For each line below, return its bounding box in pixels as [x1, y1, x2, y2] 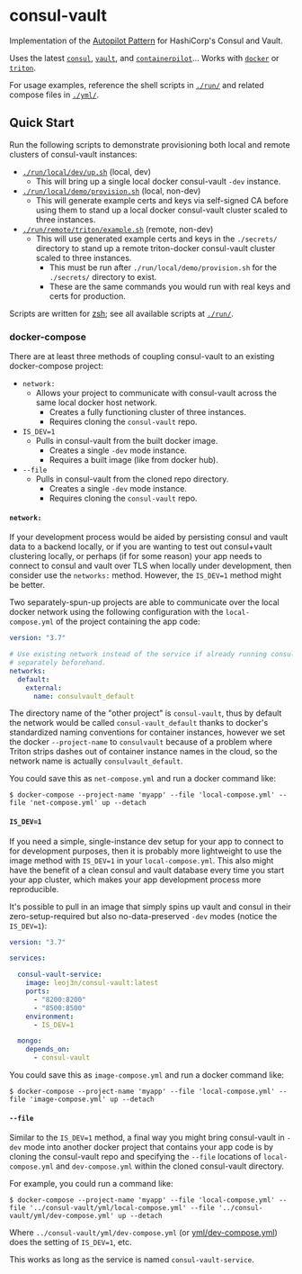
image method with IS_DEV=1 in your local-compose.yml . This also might [9, 854, 274, 865]
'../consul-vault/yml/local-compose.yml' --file [29, 1204, 216, 1213]
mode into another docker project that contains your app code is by [23, 1142, 274, 1152]
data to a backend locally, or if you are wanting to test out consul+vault [9, 541, 272, 552]
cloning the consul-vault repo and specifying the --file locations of [9, 1152, 262, 1162]
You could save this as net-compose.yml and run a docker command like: [9, 773, 277, 784]
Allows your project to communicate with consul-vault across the [35, 388, 277, 399]
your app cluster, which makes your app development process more [9, 874, 262, 885]
